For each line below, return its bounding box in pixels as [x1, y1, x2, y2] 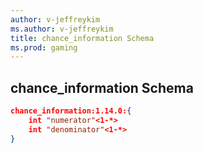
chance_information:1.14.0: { [10, 106, 132, 116]
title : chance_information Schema [10, 33, 155, 43]
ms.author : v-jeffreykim [10, 24, 114, 34]
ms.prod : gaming [10, 42, 78, 53]
